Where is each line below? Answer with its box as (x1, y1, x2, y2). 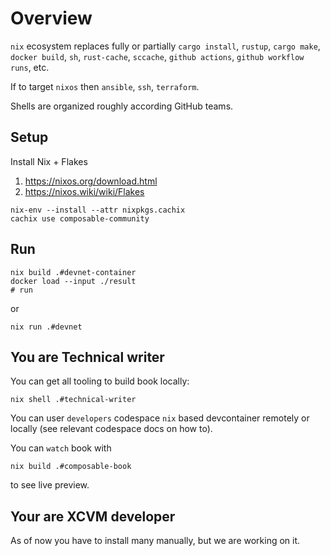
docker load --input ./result (10, 276, 137, 286)
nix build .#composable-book (10, 462, 132, 472)
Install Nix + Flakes (10, 155, 88, 167)
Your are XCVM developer (10, 508, 176, 525)
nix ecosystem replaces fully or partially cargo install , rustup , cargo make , (10, 40, 321, 52)
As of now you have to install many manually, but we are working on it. (10, 535, 301, 547)
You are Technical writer (10, 348, 165, 366)
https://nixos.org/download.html (24, 175, 158, 187)
